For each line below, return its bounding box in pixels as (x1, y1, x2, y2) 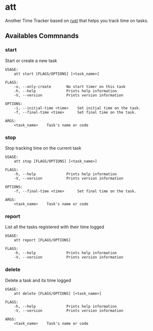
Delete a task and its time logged (5, 277, 71, 283)
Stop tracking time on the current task (5, 145, 82, 151)
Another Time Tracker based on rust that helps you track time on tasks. (5, 18, 149, 23)
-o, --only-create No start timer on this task (14, 84, 126, 89)
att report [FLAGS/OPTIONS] (14, 238, 71, 243)
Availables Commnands (5, 32, 79, 40)
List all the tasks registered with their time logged (5, 224, 104, 230)
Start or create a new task (5, 58, 57, 64)
